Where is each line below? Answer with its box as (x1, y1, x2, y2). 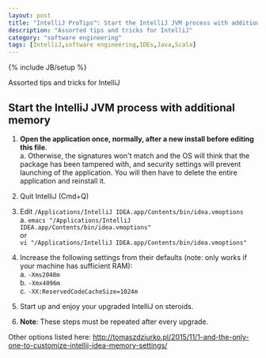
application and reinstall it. (19, 175, 106, 186)
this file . (19, 142, 47, 152)
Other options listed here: (8, 332, 91, 341)
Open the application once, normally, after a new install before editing (19, 134, 255, 143)
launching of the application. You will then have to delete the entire (19, 168, 237, 177)
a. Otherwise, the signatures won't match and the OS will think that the (19, 151, 250, 160)
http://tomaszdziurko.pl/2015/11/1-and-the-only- (92, 332, 249, 341)
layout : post (8, 11, 51, 20)
